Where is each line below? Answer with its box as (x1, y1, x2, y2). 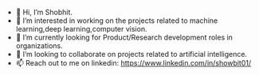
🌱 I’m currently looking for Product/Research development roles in (15, 32, 233, 42)
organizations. (15, 41, 63, 51)
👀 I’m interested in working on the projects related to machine (15, 16, 218, 25)
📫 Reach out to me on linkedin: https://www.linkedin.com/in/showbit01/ (15, 58, 252, 67)
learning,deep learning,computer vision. (15, 24, 147, 33)
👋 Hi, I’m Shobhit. (15, 8, 73, 17)
